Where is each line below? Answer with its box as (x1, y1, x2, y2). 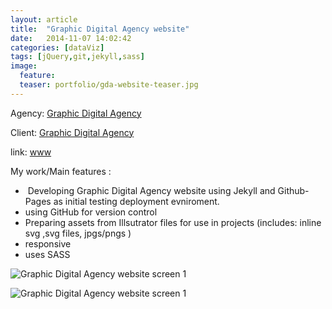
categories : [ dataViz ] (10, 42, 105, 53)
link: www (10, 146, 52, 158)
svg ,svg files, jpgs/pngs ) (24, 227, 132, 239)
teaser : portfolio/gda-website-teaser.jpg (19, 80, 199, 90)
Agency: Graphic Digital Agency (10, 107, 142, 119)
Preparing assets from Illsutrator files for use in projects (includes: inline (24, 216, 322, 228)
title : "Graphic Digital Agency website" (10, 24, 190, 34)
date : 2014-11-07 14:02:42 (10, 33, 132, 43)
